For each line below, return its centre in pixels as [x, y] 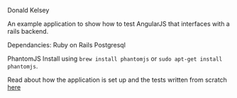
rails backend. [28, 31]
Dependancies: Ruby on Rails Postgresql [67, 45]
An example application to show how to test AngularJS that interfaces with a [119, 24]
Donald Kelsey [28, 10]
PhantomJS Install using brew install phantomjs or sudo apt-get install [115, 59]
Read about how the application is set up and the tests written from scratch [117, 80]
